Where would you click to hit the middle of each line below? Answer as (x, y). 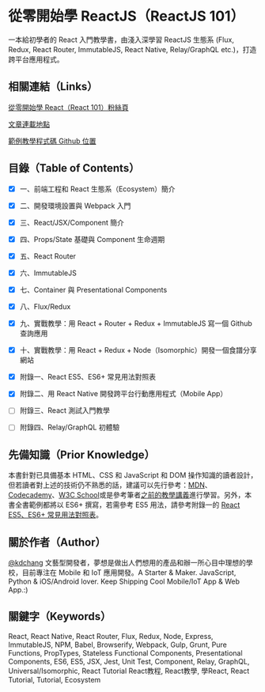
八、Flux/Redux (45, 306)
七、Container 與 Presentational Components (93, 289)
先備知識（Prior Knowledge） (82, 454)
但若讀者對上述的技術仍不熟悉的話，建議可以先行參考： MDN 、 (110, 485)
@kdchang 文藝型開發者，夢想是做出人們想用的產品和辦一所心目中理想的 (127, 563)
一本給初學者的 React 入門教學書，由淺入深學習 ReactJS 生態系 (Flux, (121, 40)
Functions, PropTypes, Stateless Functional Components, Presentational (125, 652)
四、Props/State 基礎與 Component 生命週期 (92, 239)
